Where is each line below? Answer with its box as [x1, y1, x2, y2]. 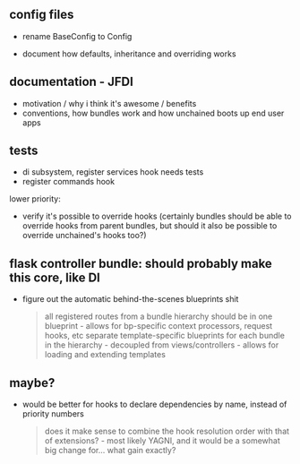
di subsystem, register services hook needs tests [21, 167, 204, 177]
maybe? [9, 375, 56, 391]
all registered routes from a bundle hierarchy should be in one [44, 311, 273, 322]
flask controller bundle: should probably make [9, 255, 273, 271]
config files [9, 7, 74, 22]
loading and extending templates [44, 349, 166, 360]
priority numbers [21, 408, 85, 419]
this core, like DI [9, 270, 101, 285]
